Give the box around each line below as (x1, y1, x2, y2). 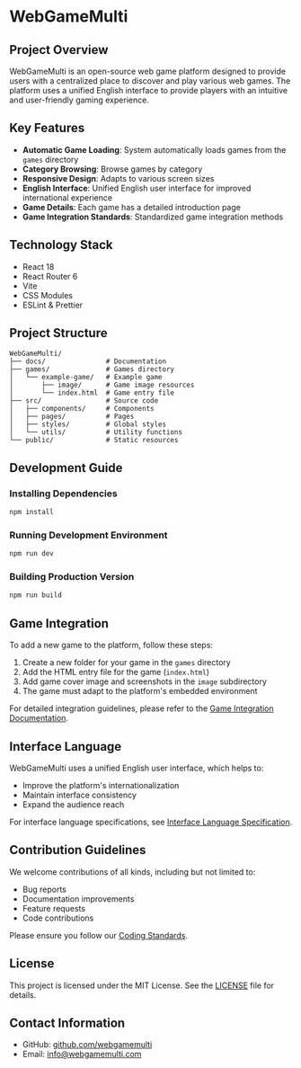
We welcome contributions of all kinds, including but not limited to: (9, 866, 256, 877)
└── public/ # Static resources (9, 436, 179, 445)
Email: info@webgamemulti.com (22, 1049, 142, 1060)
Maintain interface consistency (22, 789, 137, 800)
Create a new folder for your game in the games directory (22, 657, 231, 668)
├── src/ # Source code (9, 396, 159, 405)
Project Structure (9, 325, 108, 341)
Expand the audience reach (22, 798, 125, 810)
